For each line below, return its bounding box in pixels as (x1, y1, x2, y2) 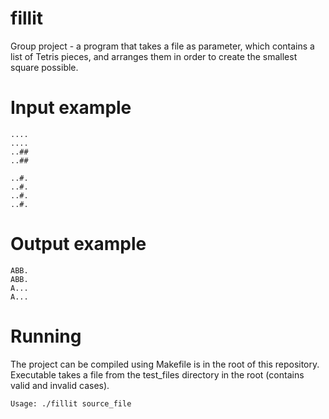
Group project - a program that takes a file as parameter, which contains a (10, 40, 315, 52)
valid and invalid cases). (10, 379, 110, 391)
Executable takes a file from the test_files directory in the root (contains (10, 368, 305, 381)
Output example (10, 233, 147, 256)
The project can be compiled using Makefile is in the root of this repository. (10, 358, 320, 370)
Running (10, 325, 82, 347)
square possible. (10, 61, 79, 73)
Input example (10, 97, 132, 119)
